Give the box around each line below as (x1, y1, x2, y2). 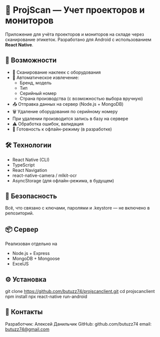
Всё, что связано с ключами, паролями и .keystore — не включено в (5, 205, 150, 211)
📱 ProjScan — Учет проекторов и (5, 4, 145, 16)
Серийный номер (19, 90, 57, 96)
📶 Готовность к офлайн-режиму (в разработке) (12, 126, 112, 132)
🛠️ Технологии (5, 141, 52, 150)
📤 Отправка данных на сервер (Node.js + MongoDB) (12, 101, 124, 107)
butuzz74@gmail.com (5, 326, 50, 332)
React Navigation (12, 167, 47, 173)
